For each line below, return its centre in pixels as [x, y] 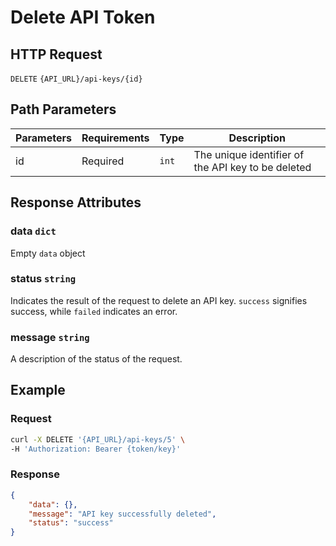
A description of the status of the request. [96, 359]
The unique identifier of [249, 154]
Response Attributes [76, 202]
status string [43, 279]
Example [38, 390]
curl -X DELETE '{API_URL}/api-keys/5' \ [98, 439]
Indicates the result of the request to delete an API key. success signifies [159, 300]
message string [50, 337]
